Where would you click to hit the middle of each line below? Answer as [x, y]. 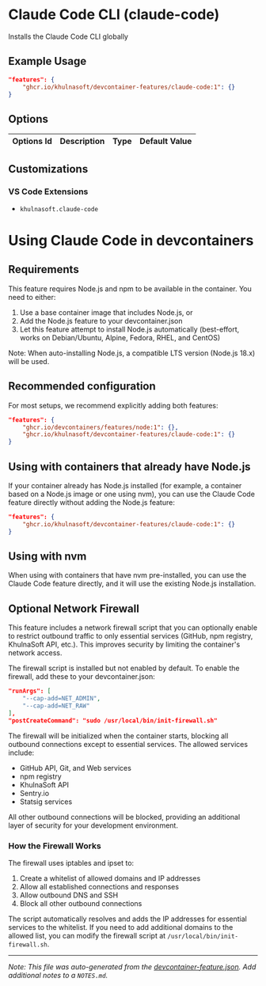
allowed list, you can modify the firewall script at [87, 935]
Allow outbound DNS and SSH [69, 895]
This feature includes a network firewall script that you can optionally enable [133, 628]
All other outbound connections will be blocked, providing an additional [124, 817]
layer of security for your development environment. [93, 825]
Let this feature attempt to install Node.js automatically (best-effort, [129, 329]
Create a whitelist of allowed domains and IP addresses [110, 878]
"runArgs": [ [30, 691]
